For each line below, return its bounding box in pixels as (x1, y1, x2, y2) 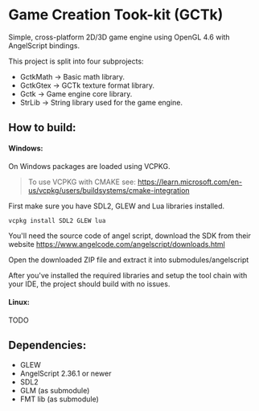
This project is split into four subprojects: (8, 56, 144, 66)
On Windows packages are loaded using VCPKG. (8, 161, 171, 171)
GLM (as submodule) (19, 385, 90, 395)
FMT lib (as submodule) (19, 394, 99, 404)
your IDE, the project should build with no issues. (8, 279, 171, 289)
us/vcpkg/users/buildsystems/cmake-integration (27, 185, 191, 195)
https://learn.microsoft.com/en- (138, 177, 243, 187)
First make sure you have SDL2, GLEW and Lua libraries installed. (8, 201, 225, 211)
